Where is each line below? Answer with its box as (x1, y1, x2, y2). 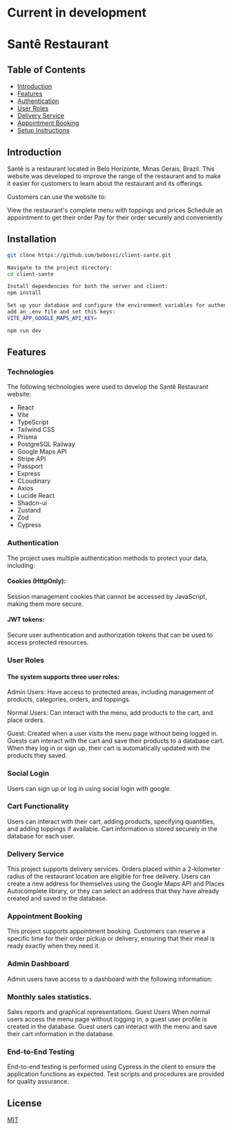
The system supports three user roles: (7, 672, 119, 681)
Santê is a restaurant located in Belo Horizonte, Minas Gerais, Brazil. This (7, 164, 215, 173)
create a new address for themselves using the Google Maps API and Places (7, 879, 225, 888)
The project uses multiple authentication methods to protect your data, (7, 554, 209, 562)
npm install (7, 289, 41, 296)
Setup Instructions (17, 126, 70, 135)
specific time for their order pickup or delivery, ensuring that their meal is (7, 935, 215, 943)
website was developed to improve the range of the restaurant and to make (7, 172, 221, 180)
